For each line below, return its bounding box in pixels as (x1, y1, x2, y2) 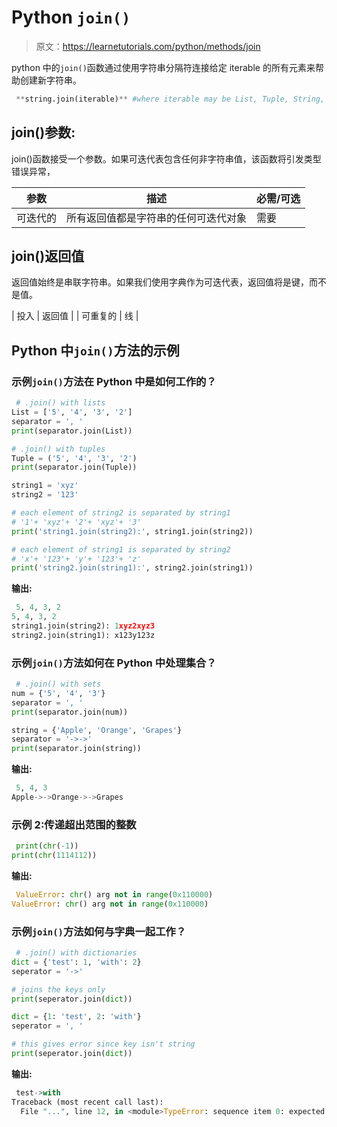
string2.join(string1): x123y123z (11, 630, 156, 640)
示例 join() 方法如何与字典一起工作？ (11, 924, 187, 938)
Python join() (11, 6, 131, 29)
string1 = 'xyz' (11, 481, 79, 491)
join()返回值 (11, 248, 85, 265)
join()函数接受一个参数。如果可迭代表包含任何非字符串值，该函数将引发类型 (11, 152, 322, 165)
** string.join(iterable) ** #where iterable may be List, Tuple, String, (15, 94, 326, 104)
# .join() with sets (15, 679, 102, 690)
